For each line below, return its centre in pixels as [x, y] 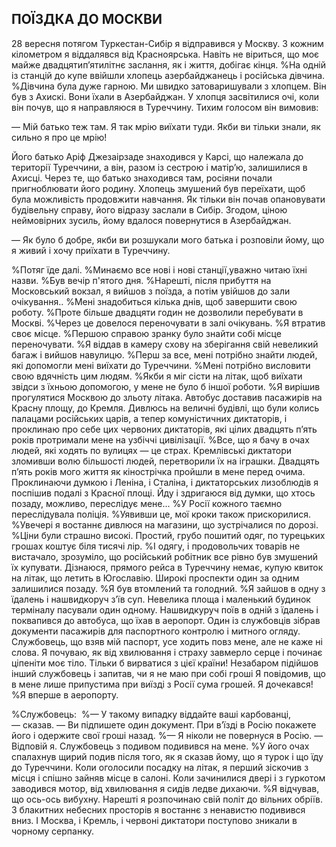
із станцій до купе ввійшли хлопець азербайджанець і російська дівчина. [168, 75]
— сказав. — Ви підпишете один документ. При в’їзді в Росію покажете [164, 724]
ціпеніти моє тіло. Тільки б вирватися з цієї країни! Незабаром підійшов [165, 663]
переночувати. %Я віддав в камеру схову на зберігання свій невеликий [165, 344]
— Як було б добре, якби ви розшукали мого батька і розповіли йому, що [168, 239]
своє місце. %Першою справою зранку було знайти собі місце [146, 333]
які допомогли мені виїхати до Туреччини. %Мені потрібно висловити [161, 365]
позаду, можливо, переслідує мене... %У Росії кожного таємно [147, 503]
